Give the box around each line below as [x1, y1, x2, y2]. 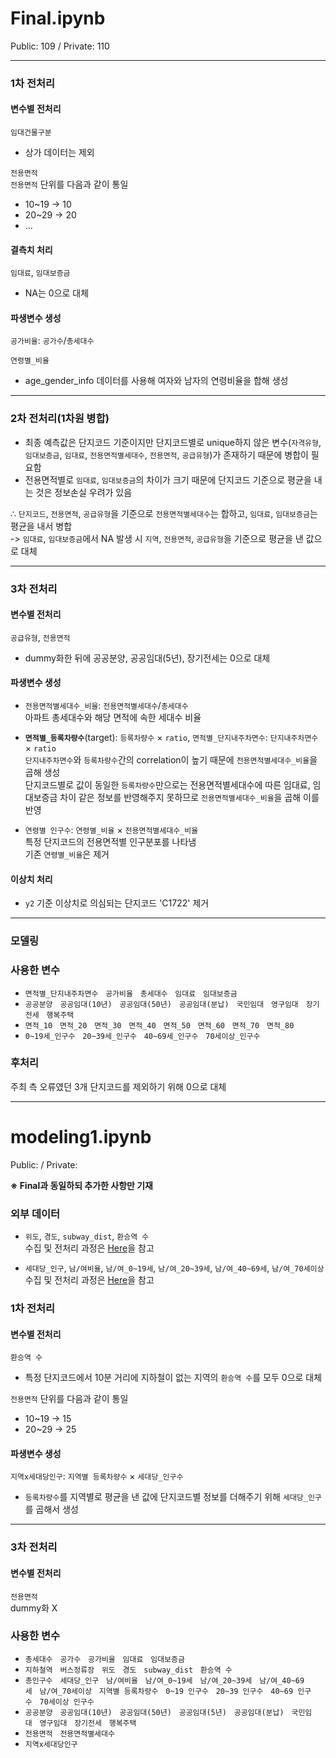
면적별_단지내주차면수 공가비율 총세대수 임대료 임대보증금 [24, 988, 238, 999]
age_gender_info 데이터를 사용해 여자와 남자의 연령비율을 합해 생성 [24, 375, 289, 387]
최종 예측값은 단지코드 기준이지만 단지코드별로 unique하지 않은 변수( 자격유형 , [24, 436, 322, 448]
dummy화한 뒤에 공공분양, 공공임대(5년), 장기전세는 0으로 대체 [24, 652, 271, 664]
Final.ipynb [10, 7, 106, 30]
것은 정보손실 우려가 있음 [35, 486, 133, 498]
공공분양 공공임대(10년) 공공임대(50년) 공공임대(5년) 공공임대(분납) [24, 1707, 285, 1717]
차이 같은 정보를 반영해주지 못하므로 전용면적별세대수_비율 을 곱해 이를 [59, 792, 320, 804]
